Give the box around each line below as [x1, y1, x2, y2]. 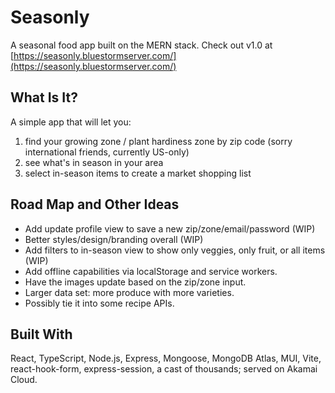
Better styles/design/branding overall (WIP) [24, 233, 204, 245]
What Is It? [10, 89, 78, 106]
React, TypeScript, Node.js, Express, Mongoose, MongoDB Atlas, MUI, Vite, [10, 352, 322, 365]
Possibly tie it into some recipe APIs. [24, 297, 175, 309]
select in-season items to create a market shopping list [24, 167, 252, 179]
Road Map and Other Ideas [10, 196, 180, 213]
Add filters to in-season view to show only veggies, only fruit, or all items [24, 244, 326, 256]
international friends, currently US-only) [24, 146, 190, 158]
